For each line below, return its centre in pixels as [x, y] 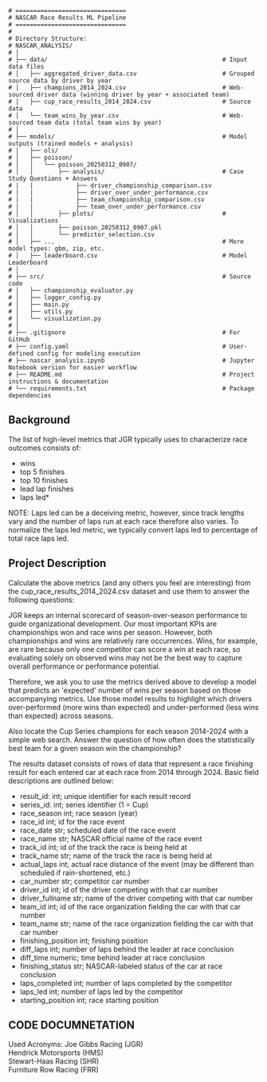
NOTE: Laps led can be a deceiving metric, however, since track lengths [126, 513]
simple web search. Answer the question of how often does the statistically [132, 740]
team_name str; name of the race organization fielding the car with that [136, 924]
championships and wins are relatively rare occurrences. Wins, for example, [133, 641]
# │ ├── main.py [39, 305]
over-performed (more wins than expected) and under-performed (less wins [133, 707]
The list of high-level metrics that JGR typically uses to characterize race [128, 439]
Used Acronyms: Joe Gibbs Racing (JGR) [76, 1044]
